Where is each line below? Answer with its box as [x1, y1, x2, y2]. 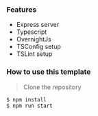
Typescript [16, 28, 47, 36]
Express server [16, 21, 60, 29]
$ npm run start [6, 102, 53, 110]
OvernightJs [16, 35, 52, 43]
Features [6, 5, 37, 14]
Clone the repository [23, 83, 82, 91]
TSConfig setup [16, 43, 61, 51]
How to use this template [6, 67, 91, 77]
